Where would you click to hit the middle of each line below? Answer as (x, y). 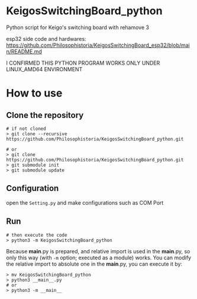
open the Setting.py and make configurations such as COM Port (85, 202)
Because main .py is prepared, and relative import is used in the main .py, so (98, 251)
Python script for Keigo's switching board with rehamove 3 (78, 27)
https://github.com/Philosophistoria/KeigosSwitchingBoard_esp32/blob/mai (98, 45)
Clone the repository (45, 115)
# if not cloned (26, 129)
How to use (34, 93)
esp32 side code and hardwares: (46, 39)
